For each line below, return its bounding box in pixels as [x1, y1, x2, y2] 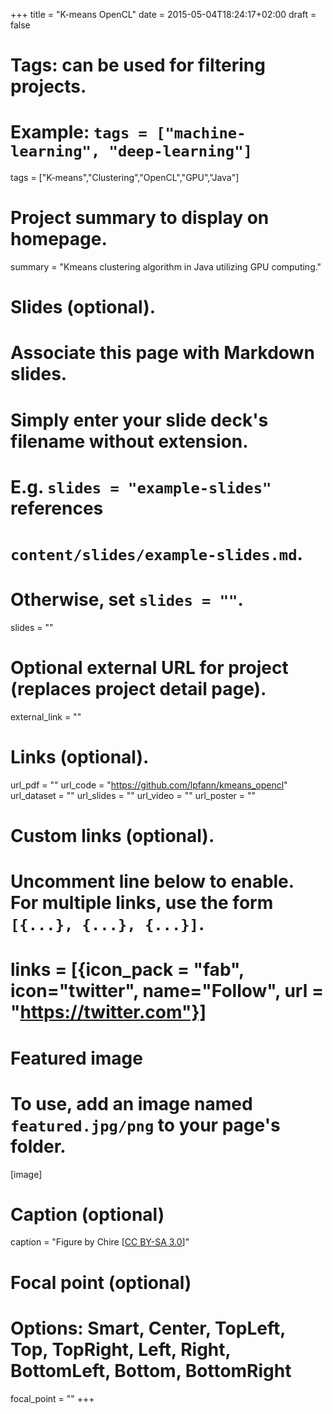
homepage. [10, 228, 108, 251]
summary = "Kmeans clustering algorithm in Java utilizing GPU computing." [10, 261, 322, 273]
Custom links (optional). [10, 825, 215, 847]
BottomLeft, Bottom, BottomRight [10, 1359, 292, 1382]
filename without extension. [10, 430, 249, 453]
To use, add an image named [10, 1092, 253, 1115]
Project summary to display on [10, 207, 270, 229]
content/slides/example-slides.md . [10, 543, 303, 565]
